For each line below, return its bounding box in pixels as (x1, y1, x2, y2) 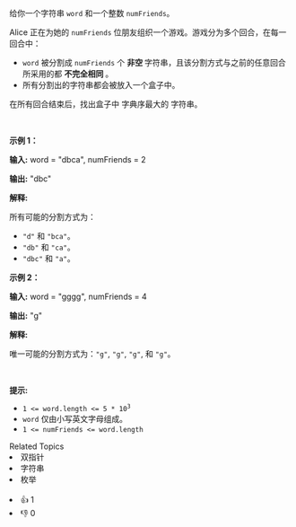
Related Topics (9, 441, 65, 452)
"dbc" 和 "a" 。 (22, 253, 75, 263)
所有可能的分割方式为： (9, 212, 96, 222)
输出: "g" (9, 311, 43, 321)
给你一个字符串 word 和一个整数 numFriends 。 (9, 8, 175, 18)
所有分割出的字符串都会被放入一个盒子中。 (22, 80, 180, 90)
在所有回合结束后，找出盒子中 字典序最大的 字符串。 (9, 99, 203, 110)
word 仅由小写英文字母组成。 (22, 414, 128, 424)
